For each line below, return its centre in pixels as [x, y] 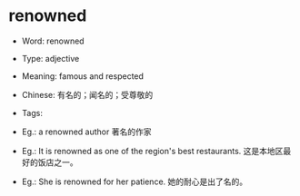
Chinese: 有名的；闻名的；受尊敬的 [87, 94]
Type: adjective [50, 58]
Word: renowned [53, 41]
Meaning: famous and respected [83, 76]
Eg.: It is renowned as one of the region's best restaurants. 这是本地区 [152, 151]
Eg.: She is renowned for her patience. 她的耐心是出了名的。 [135, 181]
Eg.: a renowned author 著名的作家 [86, 132]
